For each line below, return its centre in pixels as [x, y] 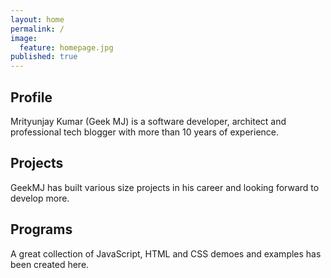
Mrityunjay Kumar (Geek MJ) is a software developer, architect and [148, 121]
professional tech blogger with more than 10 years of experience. [145, 132]
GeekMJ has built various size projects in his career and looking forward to [165, 187]
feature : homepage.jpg [66, 47]
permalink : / [37, 29]
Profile [31, 97]
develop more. [40, 198]
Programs [41, 229]
